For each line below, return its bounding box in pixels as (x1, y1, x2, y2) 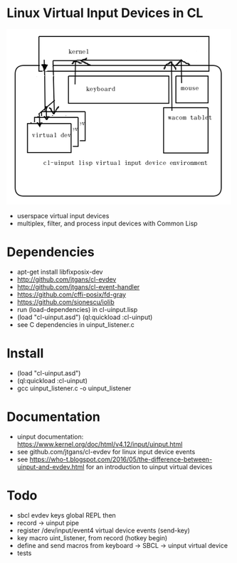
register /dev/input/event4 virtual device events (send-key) (16, 526, 190, 535)
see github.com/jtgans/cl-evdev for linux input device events (16, 447, 196, 456)
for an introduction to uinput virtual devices (85, 462, 213, 471)
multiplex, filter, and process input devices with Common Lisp (16, 219, 198, 228)
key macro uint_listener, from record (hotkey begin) (16, 533, 168, 542)
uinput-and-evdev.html (16, 462, 85, 471)
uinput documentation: (16, 432, 84, 441)
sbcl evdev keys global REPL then (16, 510, 117, 520)
